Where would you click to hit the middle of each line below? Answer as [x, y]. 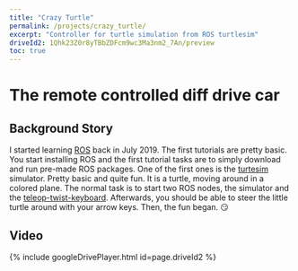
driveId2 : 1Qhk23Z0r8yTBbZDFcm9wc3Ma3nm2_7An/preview [112, 43]
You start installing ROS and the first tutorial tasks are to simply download [145, 160]
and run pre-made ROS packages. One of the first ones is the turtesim [139, 169]
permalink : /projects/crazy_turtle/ [78, 26]
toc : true [28, 51]
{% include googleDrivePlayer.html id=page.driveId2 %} [113, 257]
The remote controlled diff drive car [145, 96]
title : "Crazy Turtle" [52, 17]
